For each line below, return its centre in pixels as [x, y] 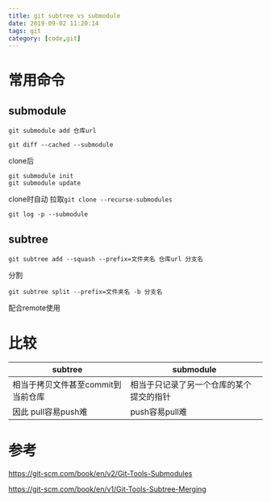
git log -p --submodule [48, 214]
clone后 [21, 161]
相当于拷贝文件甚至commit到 [67, 385]
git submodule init [41, 176]
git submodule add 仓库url [52, 131]
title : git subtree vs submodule [65, 16]
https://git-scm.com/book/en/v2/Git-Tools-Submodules [100, 473]
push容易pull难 [158, 412]
